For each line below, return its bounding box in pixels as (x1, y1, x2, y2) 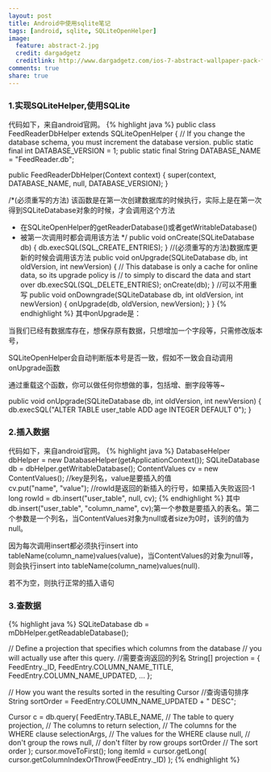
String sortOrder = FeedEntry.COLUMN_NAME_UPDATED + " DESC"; (8, 696, 236, 706)
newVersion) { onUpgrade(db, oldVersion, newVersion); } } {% (19, 299, 227, 309)
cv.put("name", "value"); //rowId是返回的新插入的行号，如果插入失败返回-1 (8, 484, 256, 493)
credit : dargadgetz (15, 49, 81, 57)
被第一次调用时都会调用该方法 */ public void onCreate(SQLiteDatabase (19, 232, 255, 242)
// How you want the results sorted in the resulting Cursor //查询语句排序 (8, 687, 249, 697)
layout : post (8, 11, 52, 20)
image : (8, 34, 31, 43)
